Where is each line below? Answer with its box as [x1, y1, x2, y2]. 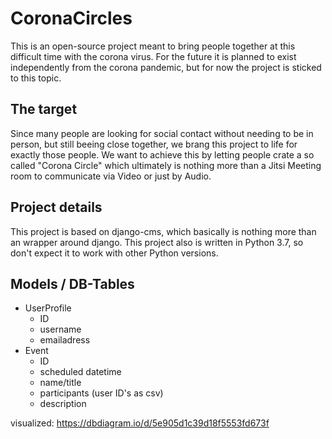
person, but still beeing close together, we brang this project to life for [10, 138, 298, 150]
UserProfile [24, 302, 72, 314]
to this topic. [10, 72, 62, 84]
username [39, 323, 82, 336]
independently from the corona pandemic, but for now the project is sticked [10, 61, 322, 73]
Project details [10, 199, 103, 216]
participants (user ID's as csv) [39, 387, 164, 399]
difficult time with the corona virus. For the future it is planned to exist [10, 50, 297, 62]
